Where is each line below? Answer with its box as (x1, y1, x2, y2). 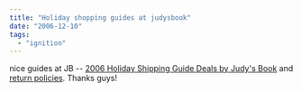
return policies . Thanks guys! (9, 73, 118, 84)
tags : (9, 30, 30, 39)
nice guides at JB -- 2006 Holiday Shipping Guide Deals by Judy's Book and (9, 63, 294, 74)
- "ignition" (17, 38, 67, 48)
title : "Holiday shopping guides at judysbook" (9, 13, 192, 23)
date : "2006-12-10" (9, 22, 83, 31)
